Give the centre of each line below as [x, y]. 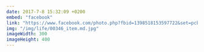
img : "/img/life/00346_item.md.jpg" [53, 28]
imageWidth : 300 [27, 34]
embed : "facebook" [29, 17]
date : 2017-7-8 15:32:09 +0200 [46, 12]
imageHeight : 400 [28, 39]
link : [13, 23]
